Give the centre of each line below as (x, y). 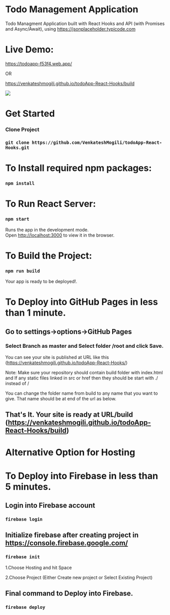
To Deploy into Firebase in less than (82, 476)
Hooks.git (17, 147)
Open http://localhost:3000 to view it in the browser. (60, 235)
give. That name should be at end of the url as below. (61, 398)
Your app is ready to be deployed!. (41, 281)
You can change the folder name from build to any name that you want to (82, 393)
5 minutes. (28, 487)
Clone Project (22, 130)
